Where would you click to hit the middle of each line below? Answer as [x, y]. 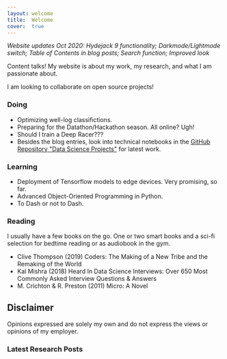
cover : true [26, 26]
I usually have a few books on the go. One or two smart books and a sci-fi [111, 236]
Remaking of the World [49, 264]
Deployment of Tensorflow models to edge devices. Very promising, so [117, 181]
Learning [22, 167]
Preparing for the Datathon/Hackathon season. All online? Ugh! [106, 127]
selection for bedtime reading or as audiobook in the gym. [89, 244]
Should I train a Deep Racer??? [60, 134]
